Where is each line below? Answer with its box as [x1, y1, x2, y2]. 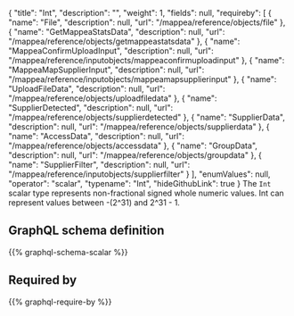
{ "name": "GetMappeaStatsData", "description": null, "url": [8, 27, 225, 37]
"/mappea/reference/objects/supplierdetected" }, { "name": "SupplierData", [8, 112, 286, 122]
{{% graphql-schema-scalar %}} [8, 246, 128, 257]
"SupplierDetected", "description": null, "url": [8, 103, 174, 112]
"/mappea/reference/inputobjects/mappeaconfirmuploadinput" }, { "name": [8, 55, 285, 65]
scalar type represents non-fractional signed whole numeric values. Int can [8, 187, 284, 198]
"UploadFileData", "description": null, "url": [8, 84, 166, 94]
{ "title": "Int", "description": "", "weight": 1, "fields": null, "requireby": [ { [8, 8, 273, 18]
